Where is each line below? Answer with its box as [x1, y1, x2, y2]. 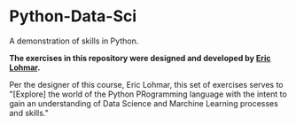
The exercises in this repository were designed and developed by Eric [9, 52, 271, 63]
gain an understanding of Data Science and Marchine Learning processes [9, 98, 279, 108]
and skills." [9, 107, 49, 118]
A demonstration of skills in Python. [9, 35, 139, 46]
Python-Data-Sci [9, 6, 137, 27]
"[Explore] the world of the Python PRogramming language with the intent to [9, 89, 288, 99]
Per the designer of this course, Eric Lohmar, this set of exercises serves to [9, 79, 284, 90]
